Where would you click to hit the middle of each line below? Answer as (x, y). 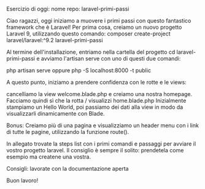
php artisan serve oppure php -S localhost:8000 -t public (79, 70)
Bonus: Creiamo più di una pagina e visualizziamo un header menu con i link (103, 125)
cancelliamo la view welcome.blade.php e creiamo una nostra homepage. (99, 94)
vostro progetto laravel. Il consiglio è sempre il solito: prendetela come (95, 150)
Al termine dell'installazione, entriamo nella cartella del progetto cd (91, 52)
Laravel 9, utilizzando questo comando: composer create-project (88, 34)
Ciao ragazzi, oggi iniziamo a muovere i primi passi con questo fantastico (99, 20)
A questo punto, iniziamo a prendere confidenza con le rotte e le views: (97, 82)
